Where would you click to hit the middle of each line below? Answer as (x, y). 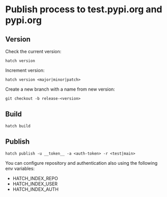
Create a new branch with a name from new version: (60, 89)
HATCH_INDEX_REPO (35, 178)
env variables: (20, 168)
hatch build (18, 126)
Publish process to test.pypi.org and (84, 9)
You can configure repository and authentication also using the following (81, 163)
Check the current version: (33, 51)
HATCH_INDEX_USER (35, 184)
